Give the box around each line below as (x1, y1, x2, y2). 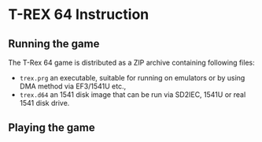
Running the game (8, 37, 100, 50)
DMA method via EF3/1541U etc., (19, 81, 127, 91)
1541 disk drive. (19, 99, 70, 107)
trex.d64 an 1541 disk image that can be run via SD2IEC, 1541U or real (19, 90, 246, 99)
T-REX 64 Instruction (8, 6, 149, 24)
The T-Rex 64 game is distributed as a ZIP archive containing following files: (8, 58, 255, 67)
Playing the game (8, 121, 96, 135)
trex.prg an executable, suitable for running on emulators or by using (19, 73, 245, 82)
